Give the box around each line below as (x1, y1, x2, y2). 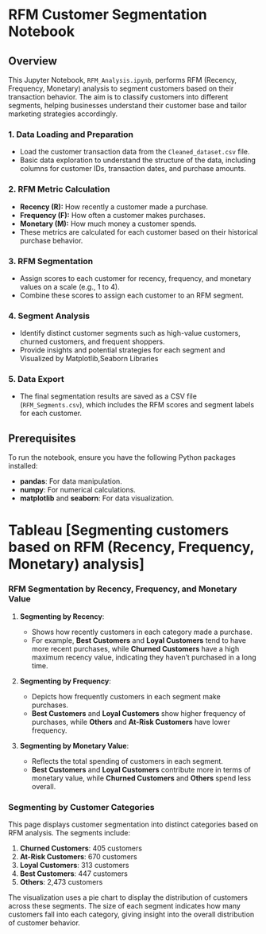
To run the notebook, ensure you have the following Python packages (8, 453, 236, 462)
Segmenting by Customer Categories (8, 801, 155, 812)
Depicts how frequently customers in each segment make (31, 691, 221, 701)
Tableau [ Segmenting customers (8, 521, 229, 539)
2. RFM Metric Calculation (8, 184, 110, 195)
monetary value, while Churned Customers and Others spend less (31, 773, 252, 783)
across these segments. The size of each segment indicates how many (8, 901, 241, 911)
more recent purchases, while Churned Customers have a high (31, 644, 240, 653)
